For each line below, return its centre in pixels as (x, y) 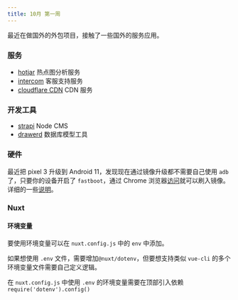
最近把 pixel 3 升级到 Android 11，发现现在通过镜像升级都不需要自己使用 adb (118, 171)
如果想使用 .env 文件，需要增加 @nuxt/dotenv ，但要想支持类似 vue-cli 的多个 (119, 258)
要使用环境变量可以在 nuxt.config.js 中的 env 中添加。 (88, 243)
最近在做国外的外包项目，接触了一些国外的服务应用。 (85, 35)
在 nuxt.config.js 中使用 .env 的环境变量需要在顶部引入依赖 (96, 282)
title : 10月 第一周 (34, 14)
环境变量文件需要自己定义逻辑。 (54, 267)
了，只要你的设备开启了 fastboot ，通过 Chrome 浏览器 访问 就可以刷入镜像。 (118, 180)
